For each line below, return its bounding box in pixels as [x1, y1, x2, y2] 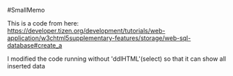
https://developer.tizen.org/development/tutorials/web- [7, 27, 166, 35]
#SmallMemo [7, 6, 45, 14]
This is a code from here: [7, 19, 79, 27]
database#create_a [7, 41, 63, 49]
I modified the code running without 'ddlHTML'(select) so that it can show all [7, 55, 226, 63]
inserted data [7, 62, 45, 70]
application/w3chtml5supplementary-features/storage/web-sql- [7, 34, 191, 42]
